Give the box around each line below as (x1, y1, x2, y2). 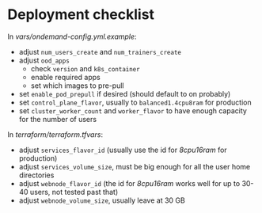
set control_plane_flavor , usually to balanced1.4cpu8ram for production (18, 97, 252, 107)
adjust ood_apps (18, 55, 70, 65)
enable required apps (30, 72, 101, 82)
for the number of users (18, 114, 97, 124)
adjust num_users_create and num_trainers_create (18, 47, 181, 56)
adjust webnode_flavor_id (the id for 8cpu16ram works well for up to (18, 178, 241, 188)
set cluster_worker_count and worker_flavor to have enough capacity (18, 105, 247, 116)
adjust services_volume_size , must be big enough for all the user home (18, 162, 251, 171)
